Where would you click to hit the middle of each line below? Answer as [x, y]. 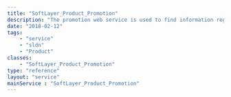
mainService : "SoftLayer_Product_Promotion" [73, 83]
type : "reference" [33, 70]
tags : [15, 32]
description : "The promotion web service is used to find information [110, 20]
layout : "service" [33, 77]
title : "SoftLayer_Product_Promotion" [63, 13]
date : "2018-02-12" [35, 26]
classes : [20, 58]
